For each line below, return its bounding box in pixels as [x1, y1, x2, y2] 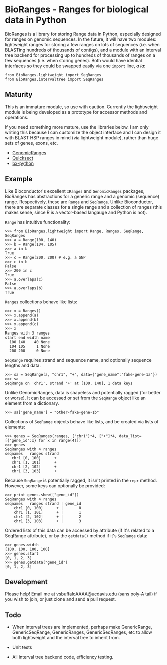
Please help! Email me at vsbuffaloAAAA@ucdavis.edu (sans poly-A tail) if [5, 591, 157, 597]
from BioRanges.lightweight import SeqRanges [5, 72, 101, 77]
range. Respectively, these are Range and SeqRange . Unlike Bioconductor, [5, 199, 153, 205]
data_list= [119, 433, 142, 439]
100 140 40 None [9, 339, 50, 344]
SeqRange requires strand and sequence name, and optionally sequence [5, 357, 152, 363]
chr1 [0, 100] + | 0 [14, 505, 81, 510]
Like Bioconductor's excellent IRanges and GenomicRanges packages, [5, 188, 145, 194]
